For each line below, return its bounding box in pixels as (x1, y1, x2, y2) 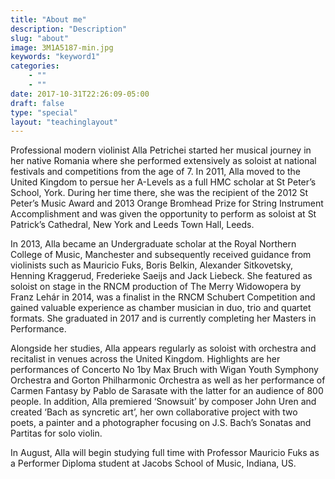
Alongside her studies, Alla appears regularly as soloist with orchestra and (10, 342, 317, 355)
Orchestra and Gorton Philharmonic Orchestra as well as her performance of (10, 374, 326, 386)
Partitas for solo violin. (10, 427, 103, 440)
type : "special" (10, 107, 78, 118)
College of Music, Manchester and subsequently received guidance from (10, 249, 312, 261)
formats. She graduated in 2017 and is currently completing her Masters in (10, 312, 317, 325)
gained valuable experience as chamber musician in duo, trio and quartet (10, 302, 312, 314)
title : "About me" (10, 14, 87, 25)
